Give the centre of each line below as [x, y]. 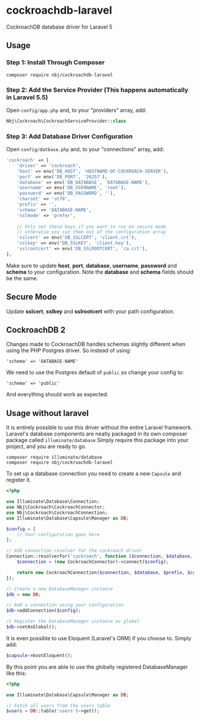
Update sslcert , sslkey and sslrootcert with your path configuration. [90, 311]
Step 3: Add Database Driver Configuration [69, 136]
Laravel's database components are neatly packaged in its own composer [97, 434]
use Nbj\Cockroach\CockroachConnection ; [57, 512]
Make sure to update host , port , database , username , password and [92, 265]
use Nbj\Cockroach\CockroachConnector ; [56, 507]
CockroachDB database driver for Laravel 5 [60, 27]
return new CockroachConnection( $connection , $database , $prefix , [101, 572]
